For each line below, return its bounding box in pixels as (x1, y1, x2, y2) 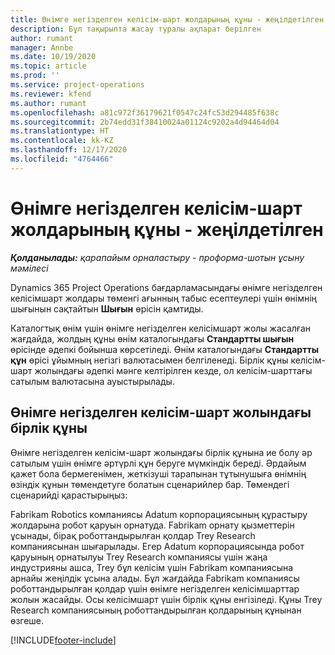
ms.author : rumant (10, 98, 87, 108)
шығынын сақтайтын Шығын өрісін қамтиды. (10, 302, 204, 315)
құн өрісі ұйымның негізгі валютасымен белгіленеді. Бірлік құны (10, 354, 289, 366)
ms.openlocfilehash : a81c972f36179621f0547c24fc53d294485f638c (10, 107, 280, 118)
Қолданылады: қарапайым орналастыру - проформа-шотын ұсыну (10, 251, 305, 263)
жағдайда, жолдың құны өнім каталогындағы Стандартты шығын (10, 332, 295, 345)
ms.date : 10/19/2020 (10, 52, 97, 62)
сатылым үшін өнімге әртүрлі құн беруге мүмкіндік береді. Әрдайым (10, 457, 307, 469)
